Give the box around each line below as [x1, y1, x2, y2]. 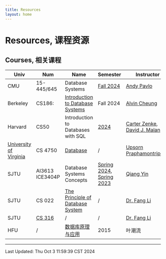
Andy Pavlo [125, 82, 153, 89]
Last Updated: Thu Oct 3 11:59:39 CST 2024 [5, 248, 95, 254]
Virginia [7, 153, 26, 160]
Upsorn [125, 144, 143, 151]
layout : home [5, 12, 32, 17]
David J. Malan [125, 126, 161, 133]
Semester [98, 71, 122, 78]
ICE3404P [36, 173, 60, 180]
